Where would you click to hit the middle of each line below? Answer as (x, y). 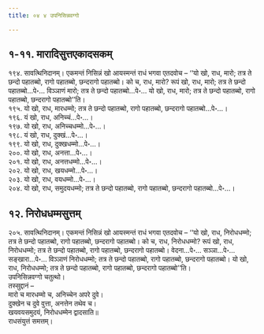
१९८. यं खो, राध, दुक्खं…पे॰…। (48, 135)
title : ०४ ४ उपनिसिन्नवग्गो (44, 15)
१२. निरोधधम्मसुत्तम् (45, 213)
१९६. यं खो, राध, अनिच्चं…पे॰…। (51, 117)
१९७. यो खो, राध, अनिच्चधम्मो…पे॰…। (57, 126)
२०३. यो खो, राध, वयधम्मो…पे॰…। (52, 180)
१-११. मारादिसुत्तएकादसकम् (60, 55)
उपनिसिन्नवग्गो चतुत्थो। (37, 277)
